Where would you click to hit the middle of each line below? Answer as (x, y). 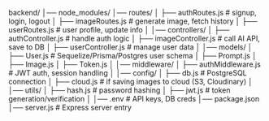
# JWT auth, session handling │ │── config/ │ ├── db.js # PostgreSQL (128, 73)
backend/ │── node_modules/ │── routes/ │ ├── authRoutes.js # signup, (133, 13)
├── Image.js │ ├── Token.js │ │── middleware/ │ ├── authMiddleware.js (135, 64)
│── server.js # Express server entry (70, 107)
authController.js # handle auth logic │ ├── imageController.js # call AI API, (134, 38)
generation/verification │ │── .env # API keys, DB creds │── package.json (134, 99)
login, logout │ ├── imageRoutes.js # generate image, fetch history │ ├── (133, 21)
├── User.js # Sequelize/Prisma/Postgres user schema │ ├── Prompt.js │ (133, 56)
